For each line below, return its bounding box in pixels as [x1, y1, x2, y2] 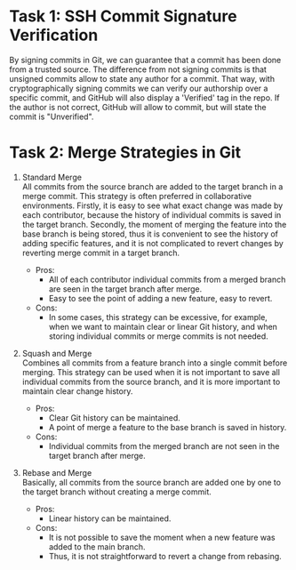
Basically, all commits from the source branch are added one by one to [21, 477, 282, 487]
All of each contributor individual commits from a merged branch [48, 274, 286, 285]
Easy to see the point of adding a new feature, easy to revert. [48, 293, 273, 303]
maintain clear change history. [21, 385, 133, 397]
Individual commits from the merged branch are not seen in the [48, 440, 280, 451]
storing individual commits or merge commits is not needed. [48, 331, 268, 341]
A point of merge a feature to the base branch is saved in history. [48, 421, 287, 432]
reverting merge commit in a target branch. [21, 247, 180, 258]
